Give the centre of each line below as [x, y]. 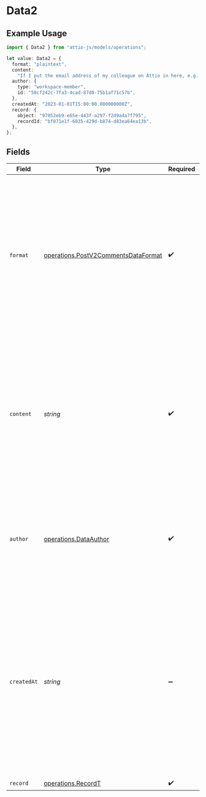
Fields [18, 152]
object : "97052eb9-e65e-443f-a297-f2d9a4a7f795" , [82, 115]
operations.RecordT [72, 784]
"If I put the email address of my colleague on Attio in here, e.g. [108, 75]
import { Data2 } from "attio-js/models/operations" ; [77, 47]
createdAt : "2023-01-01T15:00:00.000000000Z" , [72, 104]
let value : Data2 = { [34, 58]
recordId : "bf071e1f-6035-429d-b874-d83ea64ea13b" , [85, 121]
